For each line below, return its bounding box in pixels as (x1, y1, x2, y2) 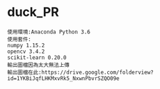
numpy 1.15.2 (7, 42, 45, 49)
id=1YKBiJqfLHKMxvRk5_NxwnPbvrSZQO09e (7, 74, 120, 82)
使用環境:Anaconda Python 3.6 (7, 29, 90, 35)
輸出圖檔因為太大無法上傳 (7, 61, 70, 68)
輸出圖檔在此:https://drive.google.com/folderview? (7, 69, 154, 76)
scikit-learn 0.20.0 (7, 54, 67, 61)
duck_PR (7, 4, 59, 20)
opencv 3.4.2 (7, 48, 45, 55)
